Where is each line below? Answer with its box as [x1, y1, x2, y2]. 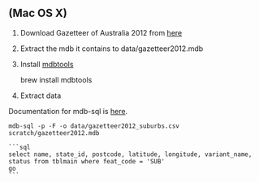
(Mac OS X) [8, 6, 67, 20]
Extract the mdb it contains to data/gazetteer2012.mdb [19, 44, 204, 53]
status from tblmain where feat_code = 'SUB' [8, 157, 165, 165]
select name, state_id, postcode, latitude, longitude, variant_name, [8, 150, 253, 159]
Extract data [19, 91, 62, 100]
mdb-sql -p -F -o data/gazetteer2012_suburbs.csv [8, 121, 180, 130]
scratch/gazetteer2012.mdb [8, 129, 100, 137]
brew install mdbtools [19, 74, 93, 84]
